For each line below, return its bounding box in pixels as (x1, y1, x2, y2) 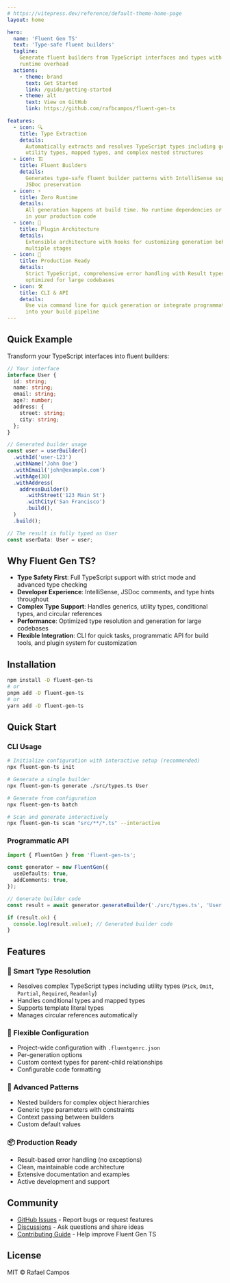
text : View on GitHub (25, 99, 88, 106)
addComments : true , (13, 877, 69, 884)
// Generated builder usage (7, 441, 88, 448)
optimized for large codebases (25, 277, 115, 283)
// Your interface (7, 365, 60, 372)
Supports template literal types (16, 1004, 104, 1012)
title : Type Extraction (19, 130, 88, 137)
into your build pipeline (25, 309, 99, 316)
